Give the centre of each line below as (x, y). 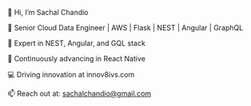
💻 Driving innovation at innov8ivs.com (71, 75)
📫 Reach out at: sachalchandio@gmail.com (80, 93)
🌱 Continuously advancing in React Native (76, 59)
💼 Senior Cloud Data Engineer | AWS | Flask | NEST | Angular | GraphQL (125, 27)
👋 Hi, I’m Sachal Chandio (48, 12)
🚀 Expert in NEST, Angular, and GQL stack (76, 43)
